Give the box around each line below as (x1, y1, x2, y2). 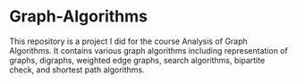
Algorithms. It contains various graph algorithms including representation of (9, 45, 288, 55)
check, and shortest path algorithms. (9, 64, 145, 75)
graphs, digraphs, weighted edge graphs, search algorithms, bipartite (9, 55, 266, 65)
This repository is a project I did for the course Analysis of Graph (9, 36, 248, 46)
